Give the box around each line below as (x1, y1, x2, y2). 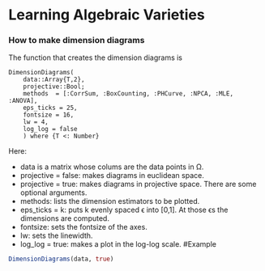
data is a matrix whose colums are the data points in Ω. (19, 162, 204, 171)
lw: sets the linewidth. (19, 231, 93, 240)
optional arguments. (19, 188, 88, 197)
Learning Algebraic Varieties (8, 6, 205, 24)
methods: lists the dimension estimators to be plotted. (19, 197, 200, 206)
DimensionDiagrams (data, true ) (8, 255, 114, 264)
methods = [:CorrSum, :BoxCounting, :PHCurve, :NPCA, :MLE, (23, 90, 233, 98)
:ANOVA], (8, 97, 38, 105)
